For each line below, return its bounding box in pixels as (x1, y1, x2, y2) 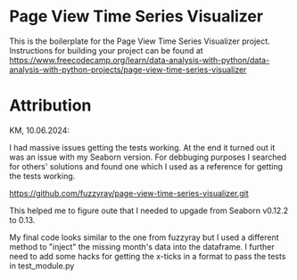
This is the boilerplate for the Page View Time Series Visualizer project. (9, 36, 270, 46)
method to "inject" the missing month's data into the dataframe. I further (9, 241, 275, 251)
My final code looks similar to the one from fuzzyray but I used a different (9, 232, 279, 243)
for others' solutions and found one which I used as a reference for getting (9, 161, 284, 171)
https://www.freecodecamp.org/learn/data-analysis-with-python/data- (9, 54, 270, 65)
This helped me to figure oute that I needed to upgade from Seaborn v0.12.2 (9, 205, 289, 216)
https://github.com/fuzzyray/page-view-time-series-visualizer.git (9, 187, 250, 198)
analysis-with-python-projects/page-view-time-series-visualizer (9, 64, 247, 75)
